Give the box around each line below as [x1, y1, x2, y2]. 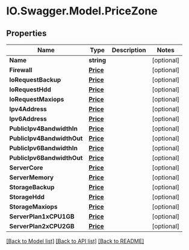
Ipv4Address [9, 105, 47, 113]
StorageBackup [9, 183, 55, 191]
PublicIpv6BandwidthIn [9, 144, 78, 152]
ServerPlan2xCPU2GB [9, 222, 75, 230]
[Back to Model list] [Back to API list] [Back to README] [6, 237, 144, 245]
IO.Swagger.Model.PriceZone [6, 4, 158, 18]
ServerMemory [9, 173, 54, 181]
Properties [6, 28, 47, 38]
